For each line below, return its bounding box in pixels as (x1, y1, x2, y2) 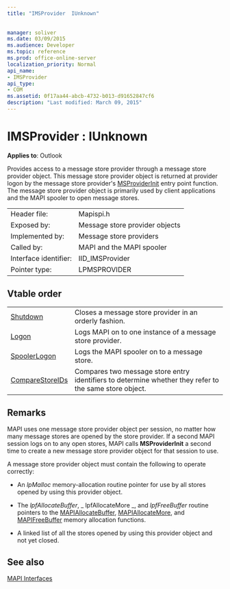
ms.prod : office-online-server (7, 55, 97, 62)
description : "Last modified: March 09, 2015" (7, 99, 142, 106)
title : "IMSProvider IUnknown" (7, 10, 99, 17)
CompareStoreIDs (10, 375, 68, 384)
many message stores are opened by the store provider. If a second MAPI (7, 432, 215, 440)
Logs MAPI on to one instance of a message (74, 327, 216, 336)
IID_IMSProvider (78, 253, 130, 263)
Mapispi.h (78, 209, 110, 218)
